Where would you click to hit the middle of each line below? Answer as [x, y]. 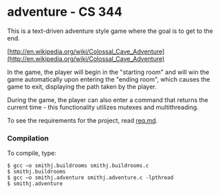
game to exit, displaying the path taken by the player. [82, 86]
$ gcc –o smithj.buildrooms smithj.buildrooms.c [78, 166]
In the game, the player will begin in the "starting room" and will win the [108, 72]
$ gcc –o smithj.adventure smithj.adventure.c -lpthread [90, 178]
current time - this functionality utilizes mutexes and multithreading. [103, 107]
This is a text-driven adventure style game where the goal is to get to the [110, 31]
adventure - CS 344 [65, 12]
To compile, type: [32, 153]
